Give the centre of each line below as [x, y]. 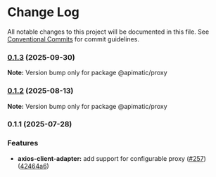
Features [23, 143]
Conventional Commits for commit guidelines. [73, 39]
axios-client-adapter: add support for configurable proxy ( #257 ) [112, 158]
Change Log [43, 12]
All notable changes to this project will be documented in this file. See [108, 32]
